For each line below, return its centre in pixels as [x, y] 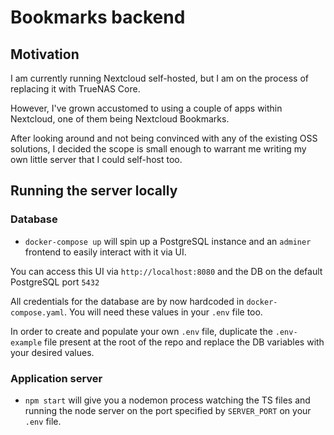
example [26, 342]
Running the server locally [94, 191]
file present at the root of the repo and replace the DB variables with [184, 342]
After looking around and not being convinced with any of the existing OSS [164, 138]
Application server [56, 378]
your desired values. [52, 352]
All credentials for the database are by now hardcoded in [127, 301]
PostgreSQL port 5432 [55, 282]
